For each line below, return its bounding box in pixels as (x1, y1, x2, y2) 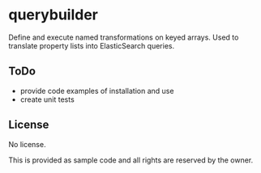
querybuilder (8, 6, 99, 24)
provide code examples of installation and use (19, 86, 174, 95)
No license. (8, 139, 46, 149)
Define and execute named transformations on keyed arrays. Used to (8, 32, 239, 42)
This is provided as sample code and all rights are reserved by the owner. (8, 155, 254, 165)
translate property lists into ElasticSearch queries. (8, 40, 175, 50)
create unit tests (19, 95, 75, 104)
